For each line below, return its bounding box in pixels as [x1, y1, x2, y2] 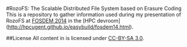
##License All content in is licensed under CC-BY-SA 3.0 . [6, 35, 144, 41]
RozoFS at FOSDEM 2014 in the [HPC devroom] [6, 17, 121, 24]
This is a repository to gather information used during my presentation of [6, 11, 182, 18]
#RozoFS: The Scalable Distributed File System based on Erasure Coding [6, 5, 182, 12]
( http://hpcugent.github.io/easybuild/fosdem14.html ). [6, 23, 134, 30]
